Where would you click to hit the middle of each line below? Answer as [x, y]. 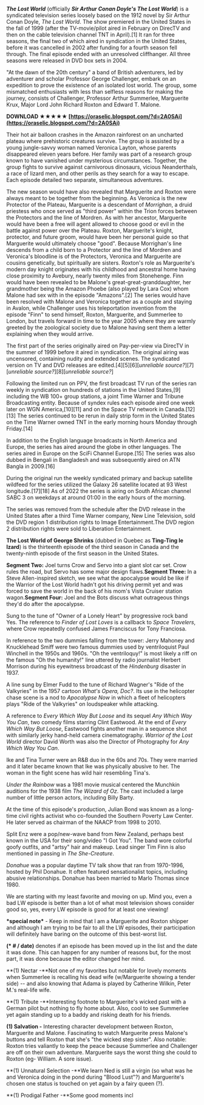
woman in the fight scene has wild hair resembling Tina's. [78, 773]
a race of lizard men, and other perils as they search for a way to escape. [98, 173]
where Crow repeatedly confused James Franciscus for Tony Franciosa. [97, 629]
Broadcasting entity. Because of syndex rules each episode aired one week [101, 403]
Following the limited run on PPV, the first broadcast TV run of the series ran [101, 383]
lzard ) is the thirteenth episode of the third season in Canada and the [93, 547]
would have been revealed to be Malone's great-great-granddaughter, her [99, 282]
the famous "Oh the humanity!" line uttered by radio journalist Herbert [93, 660]
